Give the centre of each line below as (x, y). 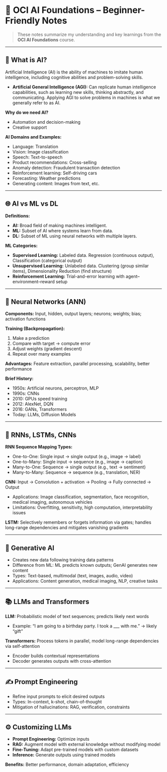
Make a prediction (31, 338)
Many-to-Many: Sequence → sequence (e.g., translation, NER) (76, 472)
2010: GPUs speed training (40, 399)
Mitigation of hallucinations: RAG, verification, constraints (71, 707)
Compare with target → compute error (51, 344)
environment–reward (34, 281)
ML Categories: (21, 245)
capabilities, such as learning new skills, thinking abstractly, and (78, 92)
